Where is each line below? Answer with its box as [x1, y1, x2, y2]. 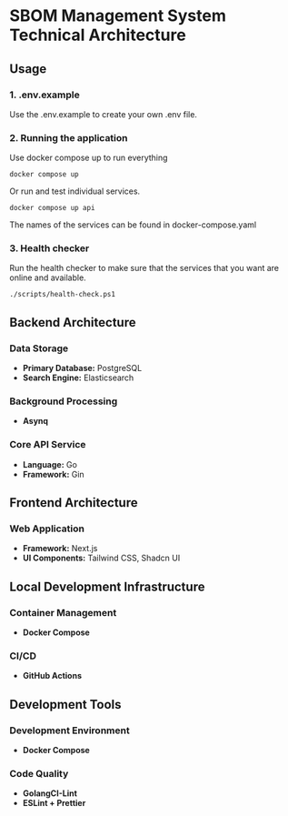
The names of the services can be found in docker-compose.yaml [9, 219, 257, 230]
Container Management [9, 606, 117, 619]
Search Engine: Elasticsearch [22, 372, 134, 383]
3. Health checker [9, 242, 90, 255]
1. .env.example [9, 88, 80, 101]
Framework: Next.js [22, 543, 98, 554]
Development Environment [9, 724, 130, 737]
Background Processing [9, 395, 118, 408]
